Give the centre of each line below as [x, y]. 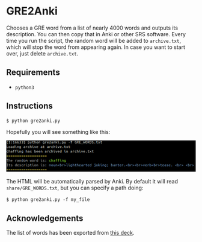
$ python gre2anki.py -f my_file [48, 200]
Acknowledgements [45, 218]
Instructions [29, 106]
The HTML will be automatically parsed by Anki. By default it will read [92, 182]
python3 [24, 88]
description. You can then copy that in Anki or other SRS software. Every [96, 34]
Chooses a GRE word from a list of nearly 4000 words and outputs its [92, 28]
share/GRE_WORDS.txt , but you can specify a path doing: [75, 188]
